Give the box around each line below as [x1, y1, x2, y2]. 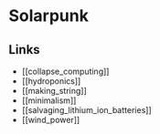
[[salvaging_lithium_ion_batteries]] [21, 105, 152, 115]
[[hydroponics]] [21, 76, 81, 87]
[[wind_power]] [21, 115, 80, 125]
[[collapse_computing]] [21, 66, 110, 77]
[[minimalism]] [21, 95, 77, 106]
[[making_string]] [21, 86, 88, 96]
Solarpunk [8, 5, 89, 26]
